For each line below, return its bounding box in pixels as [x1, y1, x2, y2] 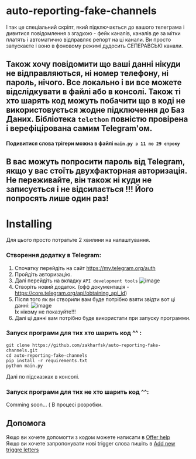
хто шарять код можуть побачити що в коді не [6, 96, 186, 106]
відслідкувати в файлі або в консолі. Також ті [6, 87, 181, 97]
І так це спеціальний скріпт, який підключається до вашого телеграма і [6, 23, 185, 31]
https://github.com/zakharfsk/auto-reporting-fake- [32, 342, 161, 348]
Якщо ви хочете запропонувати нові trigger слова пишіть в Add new [6, 440, 176, 447]
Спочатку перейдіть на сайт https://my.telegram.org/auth [14, 264, 156, 271]
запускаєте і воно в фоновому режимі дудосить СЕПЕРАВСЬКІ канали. [6, 42, 183, 49]
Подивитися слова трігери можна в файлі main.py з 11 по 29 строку [6, 140, 180, 147]
